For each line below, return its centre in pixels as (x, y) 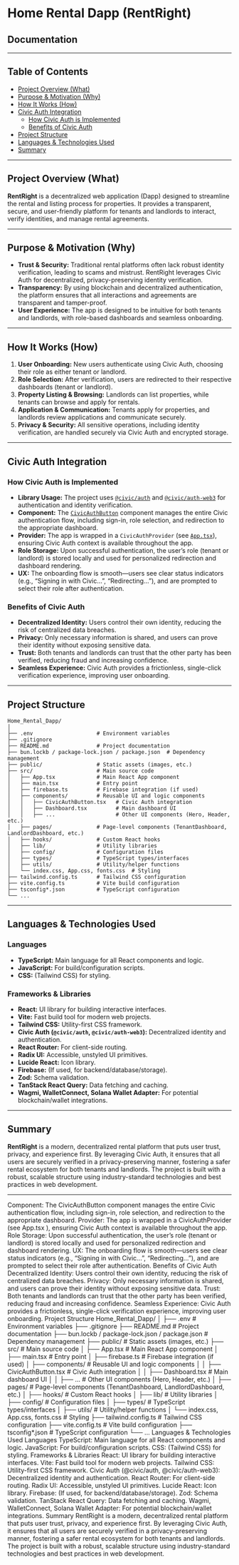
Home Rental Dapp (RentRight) (100, 13)
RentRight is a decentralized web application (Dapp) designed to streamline (118, 196)
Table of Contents (48, 72)
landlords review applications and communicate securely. (102, 417)
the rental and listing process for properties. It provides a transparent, (110, 203)
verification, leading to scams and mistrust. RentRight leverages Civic (119, 272)
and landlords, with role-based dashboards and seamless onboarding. (121, 318)
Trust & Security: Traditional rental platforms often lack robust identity (121, 265)
